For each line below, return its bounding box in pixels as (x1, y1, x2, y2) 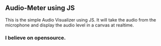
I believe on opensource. (5, 34, 66, 41)
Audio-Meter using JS (5, 4, 75, 12)
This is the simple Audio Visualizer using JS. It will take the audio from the (5, 17, 157, 23)
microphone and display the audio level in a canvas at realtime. (5, 22, 134, 28)
